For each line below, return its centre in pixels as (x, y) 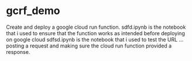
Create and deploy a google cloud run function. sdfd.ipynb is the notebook (96, 27)
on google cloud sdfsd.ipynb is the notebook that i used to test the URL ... (95, 39)
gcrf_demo (33, 11)
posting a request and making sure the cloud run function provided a (89, 46)
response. (18, 52)
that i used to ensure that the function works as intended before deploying (96, 33)
